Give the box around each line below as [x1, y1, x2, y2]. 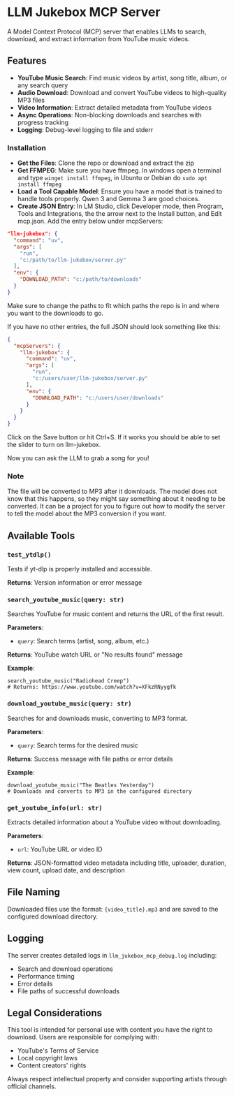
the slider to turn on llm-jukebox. [7, 441, 101, 449]
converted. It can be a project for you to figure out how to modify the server [7, 502, 226, 511]
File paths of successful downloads [17, 986, 120, 995]
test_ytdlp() [7, 550, 52, 559]
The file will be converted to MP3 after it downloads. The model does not [7, 487, 217, 496]
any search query [17, 81, 68, 89]
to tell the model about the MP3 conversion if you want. [7, 509, 167, 518]
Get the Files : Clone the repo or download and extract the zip [17, 159, 194, 168]
